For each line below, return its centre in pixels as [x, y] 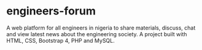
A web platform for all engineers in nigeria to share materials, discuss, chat [101, 28]
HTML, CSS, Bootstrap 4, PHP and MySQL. [60, 40]
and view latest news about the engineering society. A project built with [97, 34]
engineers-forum [51, 11]
